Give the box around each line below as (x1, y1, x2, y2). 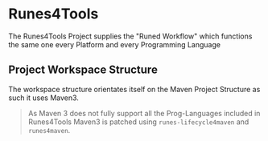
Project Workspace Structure (8, 63, 159, 77)
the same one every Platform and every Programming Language (8, 39, 221, 49)
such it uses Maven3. (8, 93, 79, 103)
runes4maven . (27, 125, 71, 135)
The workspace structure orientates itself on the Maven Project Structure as (8, 84, 261, 94)
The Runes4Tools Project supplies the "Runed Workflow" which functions (8, 31, 253, 41)
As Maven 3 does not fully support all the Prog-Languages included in (27, 108, 261, 118)
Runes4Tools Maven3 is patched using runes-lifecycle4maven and (27, 117, 249, 127)
